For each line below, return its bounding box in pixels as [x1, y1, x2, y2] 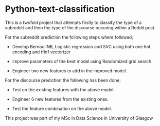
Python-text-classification [5, 3, 115, 15]
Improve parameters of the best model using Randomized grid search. [12, 58, 153, 64]
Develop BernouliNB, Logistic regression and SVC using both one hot [12, 43, 151, 49]
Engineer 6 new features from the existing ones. [12, 96, 108, 102]
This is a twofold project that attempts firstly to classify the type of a [5, 20, 142, 25]
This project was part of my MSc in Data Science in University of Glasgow [5, 115, 153, 121]
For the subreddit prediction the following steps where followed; [5, 34, 133, 40]
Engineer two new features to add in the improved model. [12, 67, 127, 74]
